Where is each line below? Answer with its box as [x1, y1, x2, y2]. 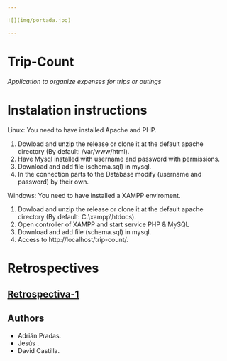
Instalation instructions [7, 102, 148, 118]
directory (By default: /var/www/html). [17, 147, 130, 155]
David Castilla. [17, 346, 60, 355]
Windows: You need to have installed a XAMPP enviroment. [7, 191, 181, 199]
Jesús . [17, 339, 39, 347]
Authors [7, 313, 45, 325]
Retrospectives [7, 260, 99, 276]
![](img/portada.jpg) [7, 16, 72, 23]
